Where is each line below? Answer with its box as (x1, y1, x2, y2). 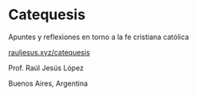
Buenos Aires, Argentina (8, 78, 89, 88)
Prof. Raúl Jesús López (8, 62, 84, 73)
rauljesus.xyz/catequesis (8, 47, 90, 57)
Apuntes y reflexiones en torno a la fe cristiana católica (8, 32, 190, 42)
